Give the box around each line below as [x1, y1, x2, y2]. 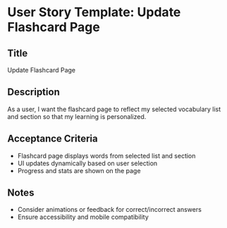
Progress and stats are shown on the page [17, 166, 141, 175]
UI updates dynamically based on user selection [17, 159, 158, 167]
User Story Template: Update [7, 4, 181, 20]
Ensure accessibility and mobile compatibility [17, 213, 149, 222]
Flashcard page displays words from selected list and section [17, 151, 196, 160]
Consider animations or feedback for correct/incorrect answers [17, 205, 202, 214]
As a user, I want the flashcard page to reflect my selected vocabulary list [7, 105, 221, 113]
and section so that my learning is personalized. [7, 112, 147, 120]
